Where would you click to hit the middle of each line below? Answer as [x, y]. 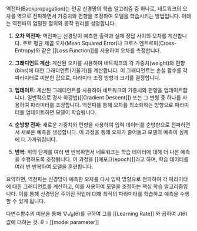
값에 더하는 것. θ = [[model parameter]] [53, 222]
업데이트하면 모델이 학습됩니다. [61, 112]
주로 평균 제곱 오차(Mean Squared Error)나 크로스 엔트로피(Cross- [100, 43]
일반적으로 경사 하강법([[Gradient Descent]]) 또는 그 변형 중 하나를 [104, 98]
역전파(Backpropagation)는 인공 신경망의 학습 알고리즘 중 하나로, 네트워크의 [94, 9]
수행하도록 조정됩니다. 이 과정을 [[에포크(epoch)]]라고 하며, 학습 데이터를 [105, 159]
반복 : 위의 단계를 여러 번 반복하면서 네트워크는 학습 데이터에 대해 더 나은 [97, 152]
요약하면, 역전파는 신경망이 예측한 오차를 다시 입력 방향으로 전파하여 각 [87, 179]
